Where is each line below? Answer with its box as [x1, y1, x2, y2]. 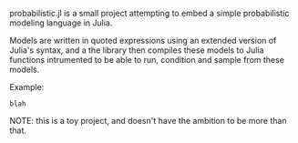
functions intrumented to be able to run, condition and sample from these [9, 55, 285, 65]
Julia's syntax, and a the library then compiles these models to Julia [9, 45, 264, 56]
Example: [9, 82, 45, 92]
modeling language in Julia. [9, 17, 113, 28]
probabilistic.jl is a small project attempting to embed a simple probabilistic [9, 8, 290, 18]
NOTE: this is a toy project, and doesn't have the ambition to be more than [9, 116, 287, 126]
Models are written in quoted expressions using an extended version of [9, 36, 277, 46]
